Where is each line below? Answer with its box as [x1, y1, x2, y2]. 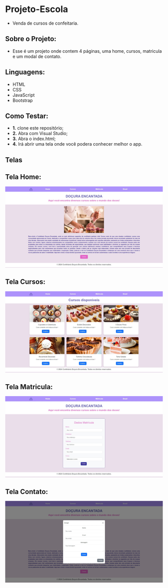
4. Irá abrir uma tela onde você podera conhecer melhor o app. [12, 141, 142, 147]
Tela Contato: [5, 487, 48, 496]
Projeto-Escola [5, 4, 68, 15]
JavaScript [12, 92, 35, 98]
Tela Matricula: [5, 383, 53, 391]
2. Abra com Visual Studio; [12, 131, 68, 137]
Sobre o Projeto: [5, 35, 56, 43]
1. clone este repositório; [12, 125, 63, 131]
